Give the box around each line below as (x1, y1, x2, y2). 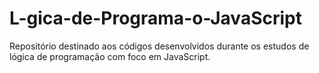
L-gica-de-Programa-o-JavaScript (9, 7, 302, 30)
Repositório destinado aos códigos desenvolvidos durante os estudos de (9, 40, 310, 52)
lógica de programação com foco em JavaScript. (9, 50, 211, 62)
